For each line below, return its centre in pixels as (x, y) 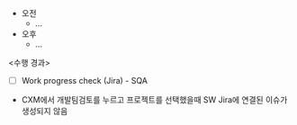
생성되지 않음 (45, 112)
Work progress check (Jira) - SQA (84, 80)
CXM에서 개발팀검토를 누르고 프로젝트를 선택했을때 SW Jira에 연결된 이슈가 (154, 100)
